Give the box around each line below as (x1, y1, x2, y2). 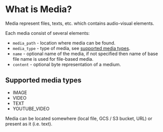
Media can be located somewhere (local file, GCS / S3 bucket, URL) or (5, 115, 152, 121)
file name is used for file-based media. (12, 56, 94, 62)
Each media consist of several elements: (5, 30, 90, 36)
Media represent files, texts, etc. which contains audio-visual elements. (5, 20, 154, 26)
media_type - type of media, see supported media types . (12, 45, 131, 51)
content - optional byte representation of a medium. (12, 61, 121, 67)
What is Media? (5, 4, 72, 15)
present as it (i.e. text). (5, 120, 52, 127)
